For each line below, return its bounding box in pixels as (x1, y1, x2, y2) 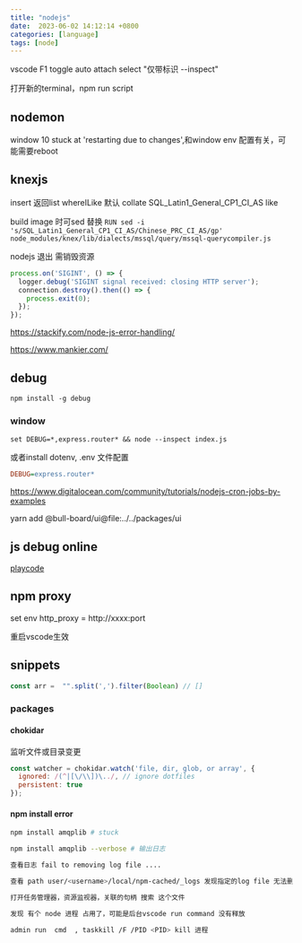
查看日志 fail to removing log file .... (10, 860, 162, 869)
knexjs (10, 172, 48, 188)
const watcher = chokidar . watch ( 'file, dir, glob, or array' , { (10, 764, 255, 773)
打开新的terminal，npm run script (10, 83, 134, 94)
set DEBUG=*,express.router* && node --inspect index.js (10, 435, 228, 444)
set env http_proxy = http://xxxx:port (10, 612, 146, 624)
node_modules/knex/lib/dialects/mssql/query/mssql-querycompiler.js (10, 234, 272, 243)
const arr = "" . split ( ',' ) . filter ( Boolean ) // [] (10, 681, 203, 691)
